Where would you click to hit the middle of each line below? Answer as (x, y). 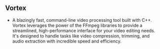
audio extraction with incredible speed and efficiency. (67, 41)
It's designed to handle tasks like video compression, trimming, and (81, 36)
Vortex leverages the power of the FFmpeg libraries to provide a (77, 25)
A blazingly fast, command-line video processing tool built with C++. (82, 20)
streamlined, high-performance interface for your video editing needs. (84, 30)
